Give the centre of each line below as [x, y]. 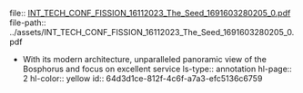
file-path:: [28, 23]
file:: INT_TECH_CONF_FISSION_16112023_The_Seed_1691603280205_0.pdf [150, 13]
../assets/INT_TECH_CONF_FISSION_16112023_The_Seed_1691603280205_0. [152, 32]
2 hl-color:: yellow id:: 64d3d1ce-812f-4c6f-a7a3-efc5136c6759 [142, 79]
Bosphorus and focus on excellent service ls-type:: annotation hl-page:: [157, 69]
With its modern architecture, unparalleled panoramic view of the [144, 59]
